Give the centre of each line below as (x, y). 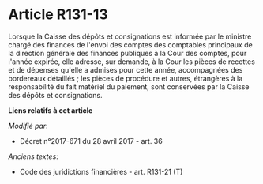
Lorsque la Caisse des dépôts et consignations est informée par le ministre (130, 36)
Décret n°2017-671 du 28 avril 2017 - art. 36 (91, 141)
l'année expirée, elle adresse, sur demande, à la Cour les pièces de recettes (131, 62)
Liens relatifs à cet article (51, 110)
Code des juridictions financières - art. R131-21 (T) (101, 171)
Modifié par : (28, 126)
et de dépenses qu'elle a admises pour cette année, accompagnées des (126, 69)
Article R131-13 (58, 15)
